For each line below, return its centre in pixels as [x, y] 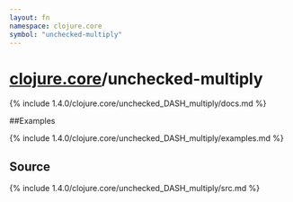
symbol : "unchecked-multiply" [66, 34]
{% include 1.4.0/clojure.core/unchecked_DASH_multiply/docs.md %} [138, 103]
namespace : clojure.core [56, 26]
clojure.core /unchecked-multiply [136, 79]
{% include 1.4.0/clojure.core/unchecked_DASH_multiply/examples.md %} [147, 138]
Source [30, 167]
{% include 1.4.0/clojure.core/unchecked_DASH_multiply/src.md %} [135, 189]
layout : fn [30, 18]
